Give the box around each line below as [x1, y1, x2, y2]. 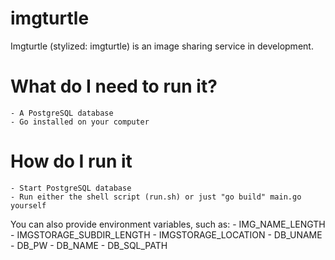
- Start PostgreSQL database [10, 183, 132, 193]
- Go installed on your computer [10, 117, 150, 127]
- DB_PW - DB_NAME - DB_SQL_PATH [10, 239, 168, 251]
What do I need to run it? [10, 75, 218, 98]
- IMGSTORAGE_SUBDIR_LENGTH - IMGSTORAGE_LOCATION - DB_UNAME [10, 228, 323, 241]
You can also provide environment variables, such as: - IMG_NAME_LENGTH [10, 218, 326, 230]
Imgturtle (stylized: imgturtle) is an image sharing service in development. [10, 40, 314, 52]
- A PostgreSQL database [10, 108, 114, 118]
